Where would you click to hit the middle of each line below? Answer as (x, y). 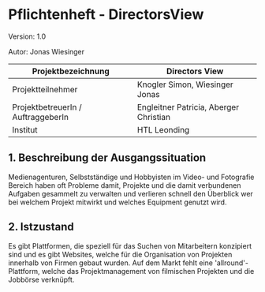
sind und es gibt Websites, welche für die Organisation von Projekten (120, 254)
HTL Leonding (163, 129)
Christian (154, 117)
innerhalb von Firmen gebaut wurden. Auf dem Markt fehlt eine (110, 263)
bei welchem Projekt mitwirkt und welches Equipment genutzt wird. (118, 202)
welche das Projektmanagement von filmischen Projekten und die (148, 271)
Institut (25, 129)
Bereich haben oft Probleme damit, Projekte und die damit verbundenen (125, 185)
